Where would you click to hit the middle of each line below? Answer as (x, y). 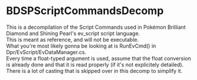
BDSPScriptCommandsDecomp (85, 11)
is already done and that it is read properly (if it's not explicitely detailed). (95, 64)
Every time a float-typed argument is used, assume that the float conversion (99, 58)
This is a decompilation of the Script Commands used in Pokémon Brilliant (96, 27)
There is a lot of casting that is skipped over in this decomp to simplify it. (94, 71)
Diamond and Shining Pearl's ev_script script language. (73, 33)
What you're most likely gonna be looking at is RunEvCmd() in (81, 46)
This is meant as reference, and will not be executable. (73, 39)
